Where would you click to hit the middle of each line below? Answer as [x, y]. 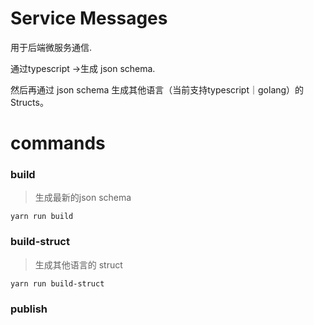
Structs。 [29, 102]
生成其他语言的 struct [78, 264]
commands [58, 143]
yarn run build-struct [57, 283]
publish [29, 309]
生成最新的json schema [83, 198]
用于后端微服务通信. [51, 47]
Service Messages [89, 18]
